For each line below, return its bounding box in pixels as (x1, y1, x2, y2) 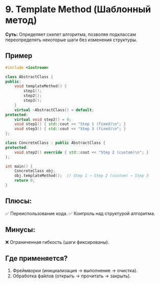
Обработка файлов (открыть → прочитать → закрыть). (12, 273, 131, 279)
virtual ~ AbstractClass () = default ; (14, 107, 94, 113)
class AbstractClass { (5, 74, 53, 80)
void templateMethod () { (14, 84, 67, 89)
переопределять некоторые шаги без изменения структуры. (5, 37, 138, 43)
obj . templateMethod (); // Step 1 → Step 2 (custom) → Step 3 (14, 173, 149, 178)
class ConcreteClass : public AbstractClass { (5, 140, 106, 145)
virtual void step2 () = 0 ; (14, 117, 72, 122)
